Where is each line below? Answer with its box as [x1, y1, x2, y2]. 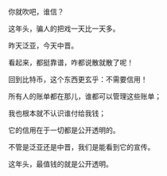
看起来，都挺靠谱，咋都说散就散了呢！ [8, 58, 134, 67]
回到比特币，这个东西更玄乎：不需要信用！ [8, 75, 148, 84]
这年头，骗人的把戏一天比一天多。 [8, 24, 120, 33]
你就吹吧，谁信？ [8, 7, 64, 16]
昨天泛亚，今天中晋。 [8, 41, 78, 50]
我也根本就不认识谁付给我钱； [8, 108, 106, 118]
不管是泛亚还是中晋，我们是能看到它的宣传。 [8, 143, 155, 151]
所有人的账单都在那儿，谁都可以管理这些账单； [8, 92, 161, 101]
